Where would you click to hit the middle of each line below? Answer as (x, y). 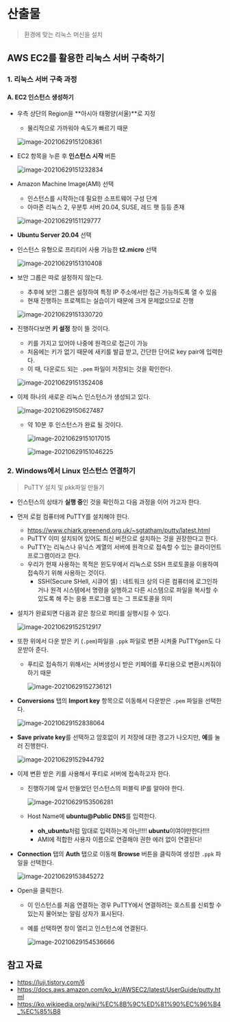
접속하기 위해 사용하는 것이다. (66, 572)
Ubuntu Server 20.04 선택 (54, 235)
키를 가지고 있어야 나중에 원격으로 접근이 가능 (88, 343)
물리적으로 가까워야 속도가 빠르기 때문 (78, 128)
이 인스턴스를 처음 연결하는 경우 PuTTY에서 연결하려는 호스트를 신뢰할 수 (124, 905)
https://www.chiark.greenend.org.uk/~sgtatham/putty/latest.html (119, 530)
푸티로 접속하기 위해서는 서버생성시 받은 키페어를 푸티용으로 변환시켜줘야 (124, 664)
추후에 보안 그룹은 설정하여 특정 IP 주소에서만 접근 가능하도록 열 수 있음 (122, 292)
